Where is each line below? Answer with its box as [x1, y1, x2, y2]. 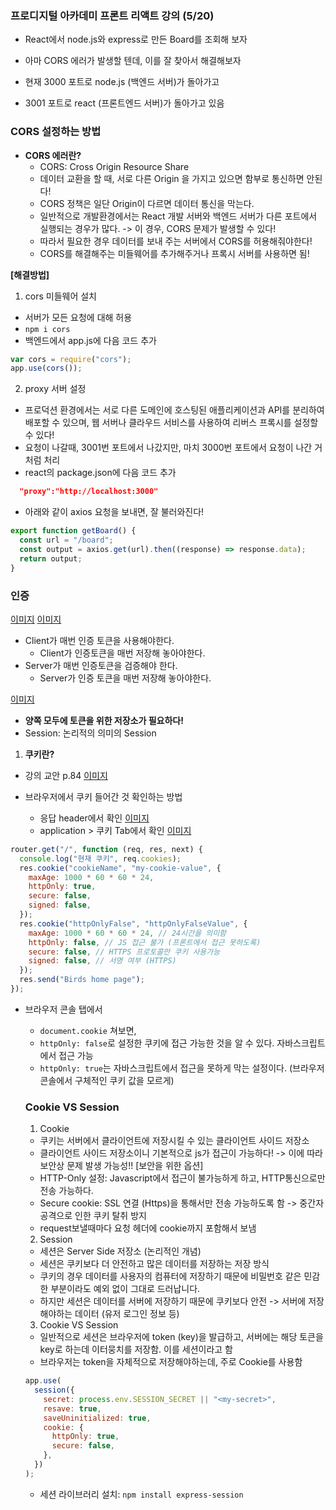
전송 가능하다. [39, 1185, 94, 1197]
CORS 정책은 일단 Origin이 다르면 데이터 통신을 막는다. [39, 197, 255, 209]
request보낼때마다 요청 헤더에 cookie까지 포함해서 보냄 [39, 1222, 257, 1234]
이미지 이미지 [10, 613, 62, 625]
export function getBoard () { [10, 526, 137, 536]
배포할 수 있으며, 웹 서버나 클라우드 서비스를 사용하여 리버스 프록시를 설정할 [24, 417, 319, 429]
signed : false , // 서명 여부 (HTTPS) [28, 956, 177, 966]
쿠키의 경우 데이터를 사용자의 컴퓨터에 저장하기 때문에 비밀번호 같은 [39, 1270, 302, 1282]
